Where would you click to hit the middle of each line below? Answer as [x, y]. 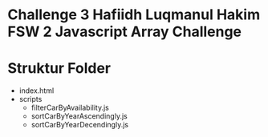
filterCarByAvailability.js [70, 108]
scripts [30, 99]
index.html [37, 91]
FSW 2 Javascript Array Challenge [125, 32]
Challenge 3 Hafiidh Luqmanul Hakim [134, 15]
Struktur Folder [59, 68]
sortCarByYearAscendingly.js [79, 116]
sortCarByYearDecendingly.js [80, 125]
